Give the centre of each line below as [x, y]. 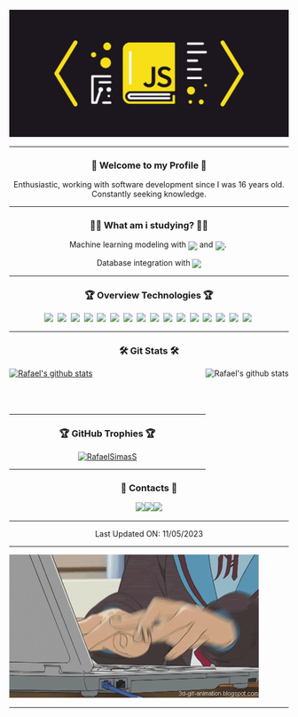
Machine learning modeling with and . [148, 244]
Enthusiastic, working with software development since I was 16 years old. [149, 185]
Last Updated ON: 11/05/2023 [149, 533]
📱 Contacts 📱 [149, 488]
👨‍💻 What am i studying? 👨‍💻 [149, 226]
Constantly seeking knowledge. [149, 194]
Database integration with [143, 262]
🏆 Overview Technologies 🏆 [149, 295]
